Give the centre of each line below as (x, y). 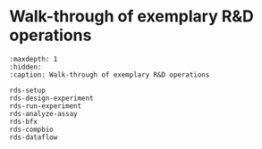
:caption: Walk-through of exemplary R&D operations (110, 74)
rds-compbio (31, 129)
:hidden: (25, 67)
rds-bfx (24, 121)
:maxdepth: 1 (34, 59)
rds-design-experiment (51, 98)
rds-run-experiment (46, 106)
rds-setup (28, 90)
